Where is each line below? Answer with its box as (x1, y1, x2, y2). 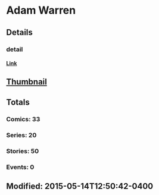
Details (6, 27, 33, 37)
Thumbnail (6, 77, 48, 87)
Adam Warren (6, 4, 76, 17)
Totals (6, 97, 30, 107)
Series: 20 (6, 131, 37, 139)
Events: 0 (6, 163, 35, 171)
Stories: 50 (6, 147, 39, 155)
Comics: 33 (6, 115, 40, 123)
